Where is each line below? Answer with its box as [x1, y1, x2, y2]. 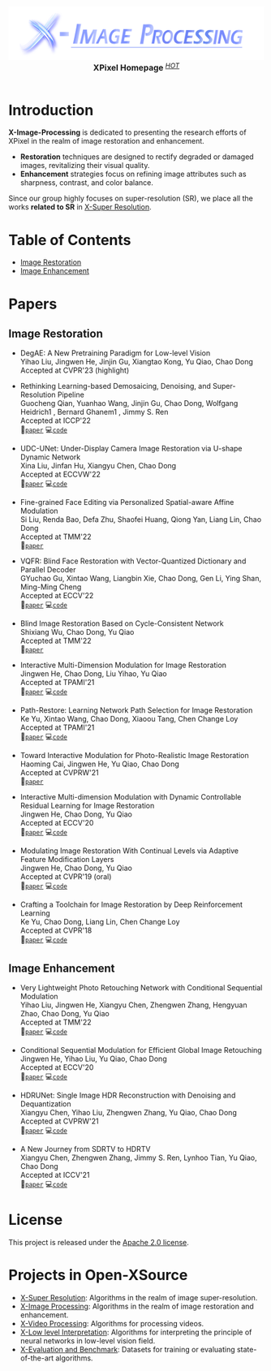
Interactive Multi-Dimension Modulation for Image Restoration [19, 660, 227, 670]
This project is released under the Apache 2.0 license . [8, 1238, 189, 1248]
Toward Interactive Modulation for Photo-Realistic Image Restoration [19, 751, 249, 761]
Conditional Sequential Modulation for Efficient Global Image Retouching [19, 1045, 262, 1055]
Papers [8, 295, 58, 313]
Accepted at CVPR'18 [19, 925, 92, 935]
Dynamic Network [19, 452, 81, 462]
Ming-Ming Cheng [19, 582, 82, 592]
